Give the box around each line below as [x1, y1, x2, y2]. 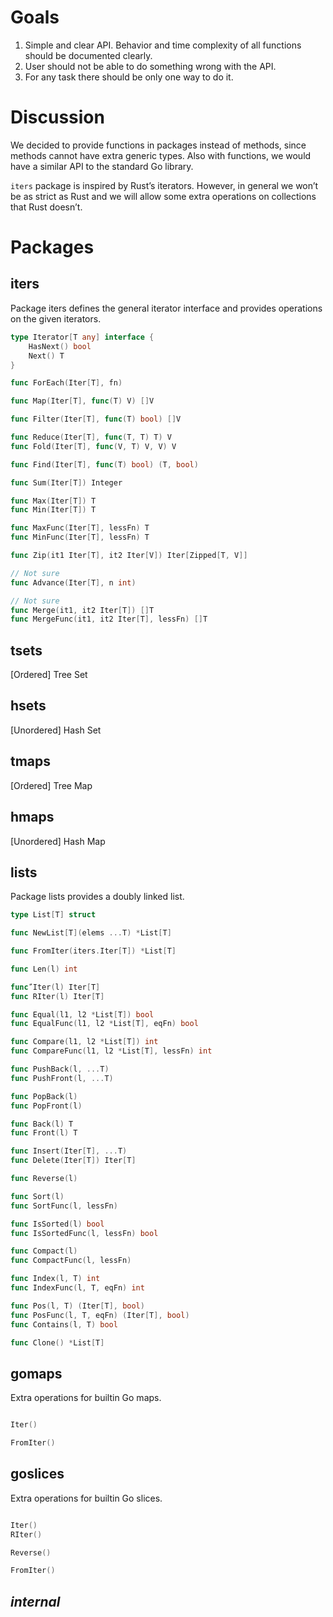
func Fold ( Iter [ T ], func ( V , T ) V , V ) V [10, 441, 177, 451]
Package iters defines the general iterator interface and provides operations [10, 302, 323, 314]
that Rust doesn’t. [10, 201, 83, 213]
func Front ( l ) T [10, 1128, 78, 1138]
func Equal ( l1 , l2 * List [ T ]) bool [10, 1009, 155, 1020]
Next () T [28, 351, 65, 361]
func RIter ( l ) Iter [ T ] [10, 991, 105, 1001]
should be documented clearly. [24, 49, 153, 61]
